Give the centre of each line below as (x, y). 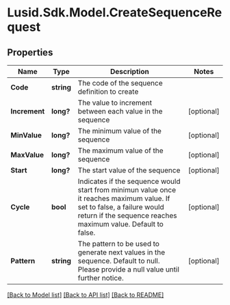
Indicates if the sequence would (129, 181)
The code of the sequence (120, 83)
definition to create (108, 92)
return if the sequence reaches (127, 215)
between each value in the (120, 111)
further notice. (101, 278)
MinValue (26, 135)
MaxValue (27, 155)
